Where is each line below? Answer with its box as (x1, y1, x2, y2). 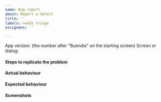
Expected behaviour (5, 81, 47, 87)
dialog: (5, 48, 19, 54)
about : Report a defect (5, 12, 54, 17)
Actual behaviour (5, 70, 41, 76)
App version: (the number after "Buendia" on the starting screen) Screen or (5, 43, 157, 49)
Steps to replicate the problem (5, 59, 68, 65)
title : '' (5, 16, 25, 21)
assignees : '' (5, 25, 34, 30)
